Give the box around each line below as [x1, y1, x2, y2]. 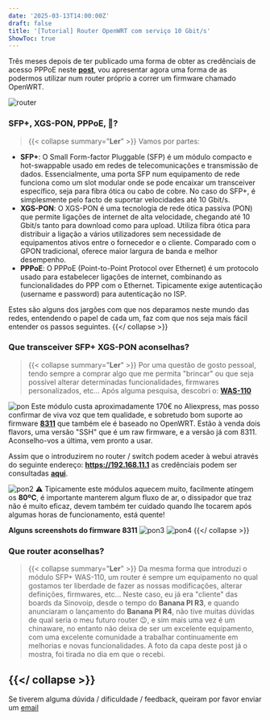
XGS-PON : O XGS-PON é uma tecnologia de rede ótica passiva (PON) [19, 203, 253, 213]
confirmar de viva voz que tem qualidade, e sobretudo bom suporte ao [8, 410, 243, 419]
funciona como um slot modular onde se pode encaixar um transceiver [19, 177, 255, 187]
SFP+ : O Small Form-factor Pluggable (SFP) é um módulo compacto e [19, 152, 252, 161]
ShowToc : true [8, 34, 56, 43]
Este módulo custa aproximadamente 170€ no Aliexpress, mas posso [31, 401, 260, 411]
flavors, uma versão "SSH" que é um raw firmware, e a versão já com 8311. [8, 427, 258, 436]
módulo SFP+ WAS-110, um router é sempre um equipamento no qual [27, 572, 258, 582]
